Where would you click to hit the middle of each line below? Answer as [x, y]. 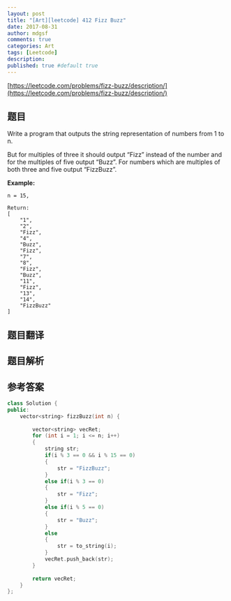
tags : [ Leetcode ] [32, 53]
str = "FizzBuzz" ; [84, 468]
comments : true [29, 40]
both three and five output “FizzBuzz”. [62, 170]
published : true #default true [53, 66]
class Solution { [32, 403]
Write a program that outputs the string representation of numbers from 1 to [116, 134]
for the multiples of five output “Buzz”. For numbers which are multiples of [114, 162]
